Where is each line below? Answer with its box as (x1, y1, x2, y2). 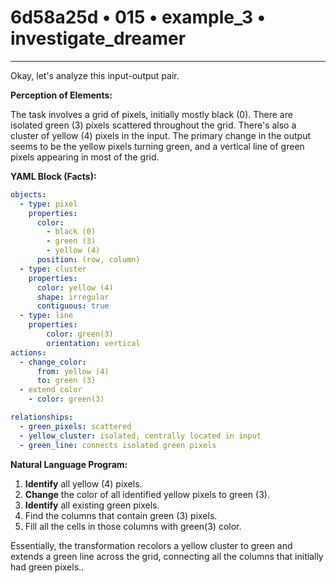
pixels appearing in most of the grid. (10, 151, 160, 163)
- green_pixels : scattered (19, 421, 132, 431)
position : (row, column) (36, 255, 141, 265)
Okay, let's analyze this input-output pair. (10, 69, 180, 81)
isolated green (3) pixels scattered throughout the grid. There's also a (10, 119, 297, 131)
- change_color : (19, 357, 87, 367)
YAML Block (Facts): (10, 170, 97, 182)
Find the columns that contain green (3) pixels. (24, 509, 218, 521)
